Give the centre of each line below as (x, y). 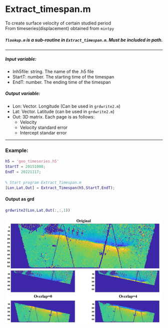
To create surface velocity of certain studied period (58, 23)
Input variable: (21, 59)
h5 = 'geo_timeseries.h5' (32, 161)
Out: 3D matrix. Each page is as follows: (53, 116)
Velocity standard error (44, 127)
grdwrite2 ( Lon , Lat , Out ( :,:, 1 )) (38, 210)
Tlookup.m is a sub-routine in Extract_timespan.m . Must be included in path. (84, 40)
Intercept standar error (43, 132)
